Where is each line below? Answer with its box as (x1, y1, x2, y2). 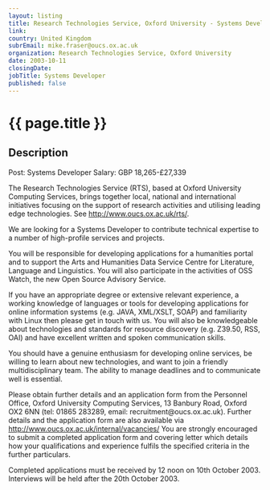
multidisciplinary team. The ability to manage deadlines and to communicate (8, 365, 261, 375)
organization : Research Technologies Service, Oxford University (8, 49, 231, 57)
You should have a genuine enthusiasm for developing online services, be (8, 348, 253, 358)
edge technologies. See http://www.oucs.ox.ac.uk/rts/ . (8, 209, 190, 218)
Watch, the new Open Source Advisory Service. (8, 274, 166, 284)
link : (8, 27, 27, 35)
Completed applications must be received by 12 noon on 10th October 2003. (8, 465, 261, 475)
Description (8, 146, 68, 160)
